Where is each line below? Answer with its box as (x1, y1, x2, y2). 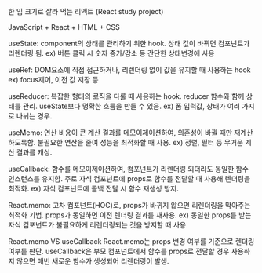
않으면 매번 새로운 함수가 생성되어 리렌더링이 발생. (16, 257, 169, 265)
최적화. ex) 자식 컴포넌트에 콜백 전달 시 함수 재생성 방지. (8, 184, 179, 193)
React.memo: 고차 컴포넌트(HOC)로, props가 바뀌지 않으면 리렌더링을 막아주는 (8, 201, 251, 209)
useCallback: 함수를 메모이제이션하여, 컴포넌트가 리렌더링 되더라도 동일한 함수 (8, 164, 249, 173)
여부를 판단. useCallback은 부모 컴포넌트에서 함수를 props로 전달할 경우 (8, 246, 230, 256)
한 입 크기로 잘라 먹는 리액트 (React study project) (8, 7, 164, 16)
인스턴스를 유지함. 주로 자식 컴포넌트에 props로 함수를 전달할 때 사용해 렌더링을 (8, 174, 251, 183)
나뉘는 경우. (16, 111, 53, 120)
